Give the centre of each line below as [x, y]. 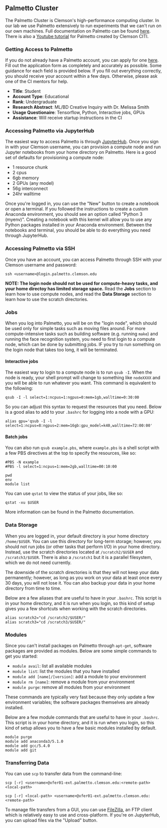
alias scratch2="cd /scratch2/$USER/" [45, 618]
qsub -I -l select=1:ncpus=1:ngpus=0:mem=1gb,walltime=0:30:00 [72, 398]
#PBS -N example [22, 462]
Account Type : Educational [41, 97]
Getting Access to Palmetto [39, 49]
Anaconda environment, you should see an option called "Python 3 [74, 214]
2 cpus [19, 173]
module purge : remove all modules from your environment [71, 687]
